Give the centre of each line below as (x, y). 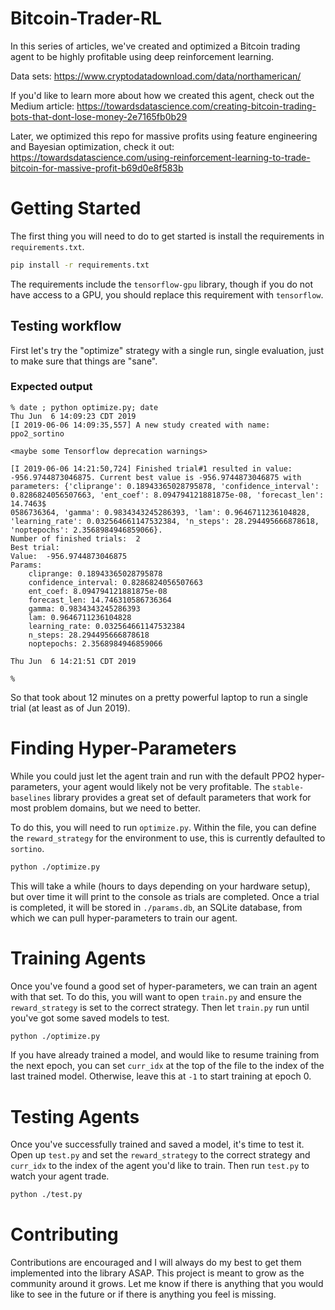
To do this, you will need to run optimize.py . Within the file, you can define (163, 827)
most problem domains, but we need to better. (105, 808)
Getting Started (76, 208)
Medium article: (42, 106)
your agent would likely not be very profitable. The (166, 786)
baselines (31, 798)
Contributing (64, 1234)
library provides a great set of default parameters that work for (182, 797)
